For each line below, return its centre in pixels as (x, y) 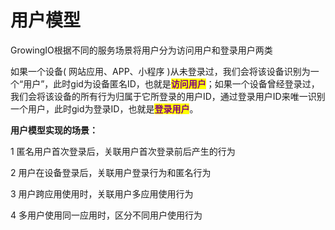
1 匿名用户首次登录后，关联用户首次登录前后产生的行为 (123, 151)
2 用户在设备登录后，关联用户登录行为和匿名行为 (111, 172)
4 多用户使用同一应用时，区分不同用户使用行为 (106, 215)
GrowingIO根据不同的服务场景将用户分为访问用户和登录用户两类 (141, 50)
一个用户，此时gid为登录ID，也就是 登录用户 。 (104, 108)
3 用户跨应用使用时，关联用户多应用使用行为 (102, 193)
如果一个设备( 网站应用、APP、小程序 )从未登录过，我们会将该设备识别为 (160, 71)
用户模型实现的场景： (54, 130)
